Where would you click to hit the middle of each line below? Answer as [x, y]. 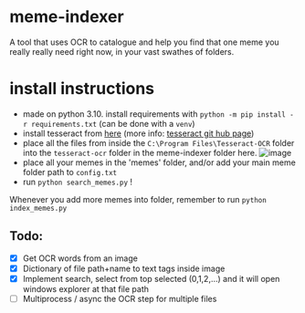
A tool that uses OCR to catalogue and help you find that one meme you [145, 42]
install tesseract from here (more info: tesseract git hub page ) [138, 133]
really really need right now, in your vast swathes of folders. [122, 51]
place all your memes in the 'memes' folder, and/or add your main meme [159, 162]
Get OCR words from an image [80, 258]
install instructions [82, 89]
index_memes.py [38, 208]
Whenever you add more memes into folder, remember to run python [138, 199]
